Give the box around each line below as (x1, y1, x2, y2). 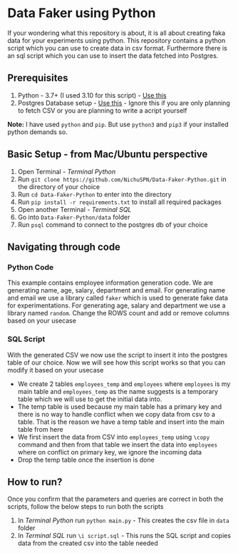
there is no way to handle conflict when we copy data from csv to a (17, 410, 216, 418)
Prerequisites (7, 72, 68, 84)
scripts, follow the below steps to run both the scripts (7, 502, 164, 511)
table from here (17, 425, 63, 433)
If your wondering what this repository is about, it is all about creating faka (7, 29, 226, 37)
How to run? (7, 476, 63, 488)
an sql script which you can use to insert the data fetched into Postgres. (7, 51, 219, 60)
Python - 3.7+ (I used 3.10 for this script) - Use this (17, 91, 167, 99)
